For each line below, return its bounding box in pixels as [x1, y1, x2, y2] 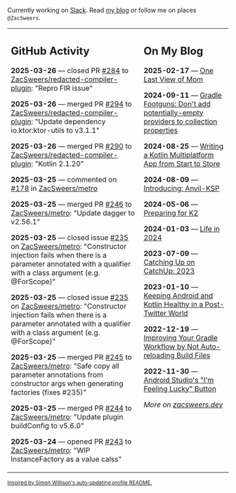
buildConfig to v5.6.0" [11, 421, 84, 430]
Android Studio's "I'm [143, 375, 214, 385]
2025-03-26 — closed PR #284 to [11, 65, 129, 75]
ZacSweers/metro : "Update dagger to [11, 207, 136, 217]
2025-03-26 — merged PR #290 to [11, 141, 132, 151]
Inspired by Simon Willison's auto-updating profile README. [7, 479, 152, 486]
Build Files [176, 350, 211, 360]
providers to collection [143, 116, 218, 126]
